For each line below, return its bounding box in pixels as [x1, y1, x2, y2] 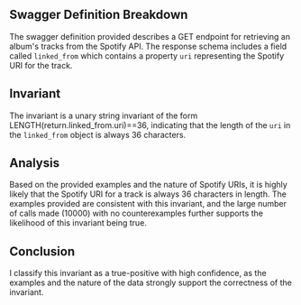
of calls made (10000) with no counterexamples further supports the [9, 208, 264, 219]
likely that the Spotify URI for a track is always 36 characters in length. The [9, 189, 287, 199]
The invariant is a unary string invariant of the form [9, 110, 198, 121]
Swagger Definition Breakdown [9, 7, 188, 23]
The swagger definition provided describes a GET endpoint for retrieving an [9, 31, 291, 42]
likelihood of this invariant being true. [9, 217, 147, 228]
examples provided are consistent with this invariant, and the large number [9, 199, 287, 209]
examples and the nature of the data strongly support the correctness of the [9, 277, 293, 288]
